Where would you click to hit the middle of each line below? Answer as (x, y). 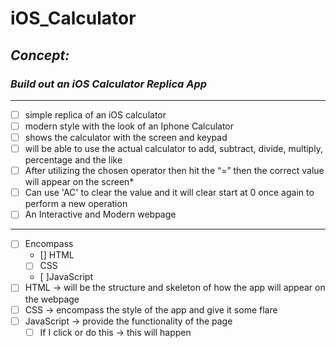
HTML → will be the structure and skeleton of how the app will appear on (175, 288)
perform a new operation (76, 204)
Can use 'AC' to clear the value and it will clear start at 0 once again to (169, 193)
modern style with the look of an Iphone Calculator (129, 126)
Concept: (40, 55)
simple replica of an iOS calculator (95, 114)
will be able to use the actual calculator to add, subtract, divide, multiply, (173, 149)
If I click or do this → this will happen (115, 332)
